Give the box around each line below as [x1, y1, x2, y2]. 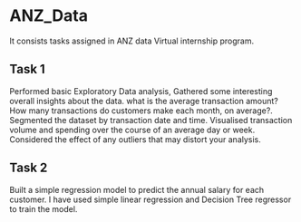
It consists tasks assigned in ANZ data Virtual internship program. [9, 35, 255, 46]
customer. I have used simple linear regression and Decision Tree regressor [9, 194, 292, 205]
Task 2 [9, 160, 48, 176]
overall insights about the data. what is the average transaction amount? [9, 95, 278, 106]
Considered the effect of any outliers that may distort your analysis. [9, 133, 261, 145]
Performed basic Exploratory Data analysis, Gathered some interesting [9, 85, 273, 96]
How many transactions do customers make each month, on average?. [9, 105, 274, 116]
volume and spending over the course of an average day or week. [9, 124, 256, 135]
